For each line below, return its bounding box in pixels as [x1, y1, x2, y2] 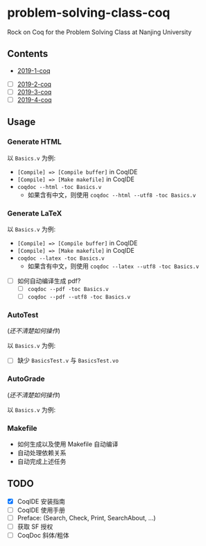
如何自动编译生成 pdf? [17, 276, 81, 285]
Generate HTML [7, 137, 62, 147]
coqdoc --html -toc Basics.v [17, 183, 102, 190]
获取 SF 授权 [17, 522, 53, 531]
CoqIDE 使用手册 [17, 506, 66, 514]
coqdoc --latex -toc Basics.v [17, 255, 105, 262]
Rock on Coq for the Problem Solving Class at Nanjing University [7, 28, 192, 36]
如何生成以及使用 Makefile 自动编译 [17, 440, 119, 449]
